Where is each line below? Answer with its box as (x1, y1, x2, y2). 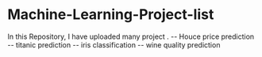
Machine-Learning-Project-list (7, 6, 214, 24)
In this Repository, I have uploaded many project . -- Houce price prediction (7, 32, 255, 41)
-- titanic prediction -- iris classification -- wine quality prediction (7, 40, 221, 49)
